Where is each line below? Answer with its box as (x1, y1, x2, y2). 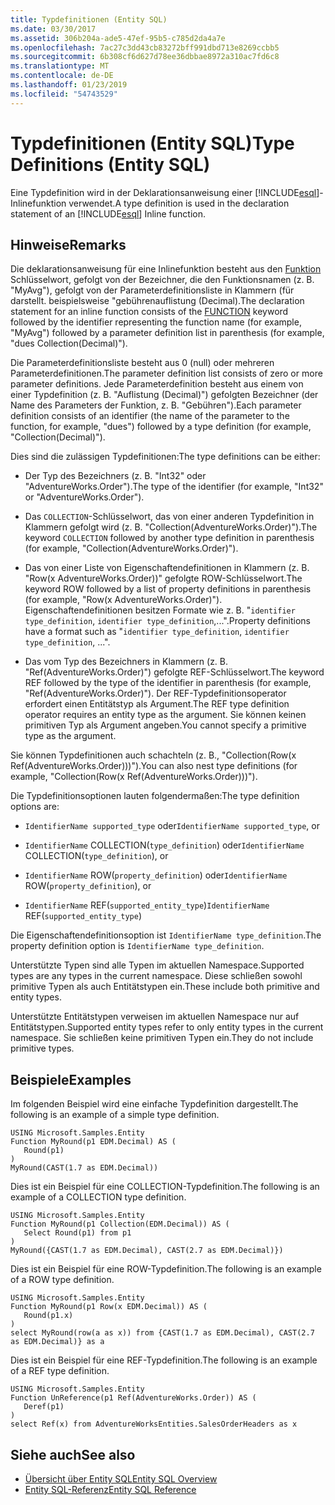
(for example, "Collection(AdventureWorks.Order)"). (24, 542, 239, 555)
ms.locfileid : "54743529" (10, 89, 118, 99)
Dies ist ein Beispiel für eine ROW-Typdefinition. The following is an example (10, 1263, 322, 1275)
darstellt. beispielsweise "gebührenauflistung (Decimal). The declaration (10, 295, 305, 307)
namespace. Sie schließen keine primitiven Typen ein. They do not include (10, 1032, 314, 1044)
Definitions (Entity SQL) (10, 153, 211, 176)
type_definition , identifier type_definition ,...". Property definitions (24, 615, 311, 627)
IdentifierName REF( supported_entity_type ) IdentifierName (24, 899, 270, 911)
